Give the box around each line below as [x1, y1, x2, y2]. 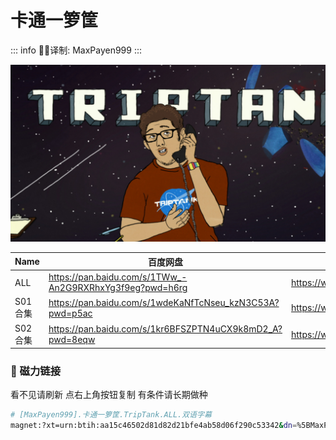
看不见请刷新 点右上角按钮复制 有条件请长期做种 [10, 389, 208, 401]
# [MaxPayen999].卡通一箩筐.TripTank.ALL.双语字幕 [10, 410, 212, 420]
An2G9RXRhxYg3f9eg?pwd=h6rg [48, 282, 188, 294]
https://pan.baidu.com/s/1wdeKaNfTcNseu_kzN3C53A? [48, 296, 280, 308]
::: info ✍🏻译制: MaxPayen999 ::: [10, 44, 143, 56]
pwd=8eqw [48, 334, 96, 346]
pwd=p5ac [48, 307, 93, 319]
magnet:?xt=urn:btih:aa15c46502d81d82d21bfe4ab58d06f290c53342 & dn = [10, 421, 298, 431]
